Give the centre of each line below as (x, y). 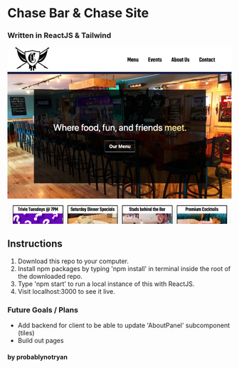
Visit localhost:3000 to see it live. (66, 291)
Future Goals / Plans (43, 310)
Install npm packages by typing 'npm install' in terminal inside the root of (124, 268)
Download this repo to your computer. (73, 261)
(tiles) (26, 333)
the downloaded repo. (50, 276)
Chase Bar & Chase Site (78, 13)
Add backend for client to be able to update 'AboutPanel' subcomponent (123, 325)
